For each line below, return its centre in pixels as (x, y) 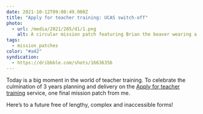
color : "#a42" (24, 52)
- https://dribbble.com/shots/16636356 (62, 62)
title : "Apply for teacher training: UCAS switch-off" (77, 18)
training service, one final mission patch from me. (68, 93)
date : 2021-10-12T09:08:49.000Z (47, 12)
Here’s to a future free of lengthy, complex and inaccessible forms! (90, 104)
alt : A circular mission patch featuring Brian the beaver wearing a (107, 35)
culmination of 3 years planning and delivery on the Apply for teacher (93, 86)
